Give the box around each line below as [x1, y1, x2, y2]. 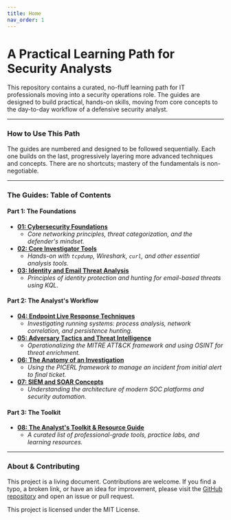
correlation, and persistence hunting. [27, 327, 133, 335]
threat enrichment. [27, 349, 80, 357]
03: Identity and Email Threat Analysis [16, 266, 129, 274]
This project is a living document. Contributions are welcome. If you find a [7, 477, 217, 486]
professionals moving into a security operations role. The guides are [7, 91, 201, 99]
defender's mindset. [27, 237, 85, 245]
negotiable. [7, 166, 39, 175]
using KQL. [27, 281, 59, 289]
